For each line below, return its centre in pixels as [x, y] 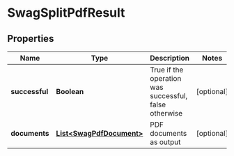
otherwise [166, 113]
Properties [31, 39]
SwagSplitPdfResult [66, 13]
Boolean [70, 92]
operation [165, 78]
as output [165, 142]
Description [170, 58]
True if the [166, 70]
